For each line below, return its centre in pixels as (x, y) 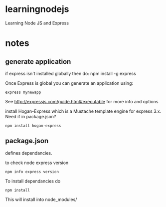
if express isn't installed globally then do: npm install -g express (71, 73)
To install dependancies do (33, 181)
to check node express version (37, 163)
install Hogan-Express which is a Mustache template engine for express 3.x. (83, 111)
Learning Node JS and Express (37, 23)
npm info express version (32, 172)
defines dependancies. (29, 153)
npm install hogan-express (33, 126)
